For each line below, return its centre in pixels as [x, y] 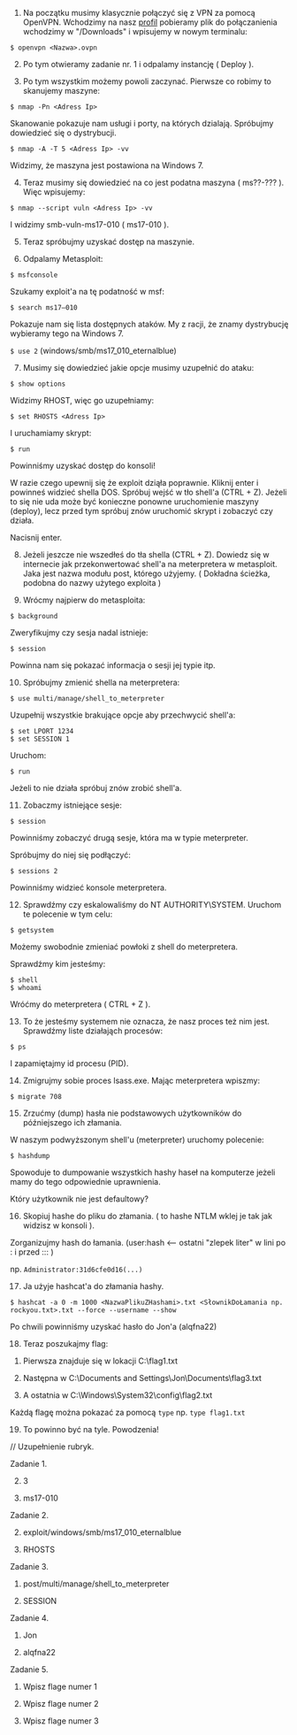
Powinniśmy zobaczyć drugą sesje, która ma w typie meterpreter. [129, 838]
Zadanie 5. [29, 1670]
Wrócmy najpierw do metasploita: [84, 600]
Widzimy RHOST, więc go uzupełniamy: [82, 400]
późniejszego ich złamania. [72, 1122]
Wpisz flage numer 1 [60, 1686]
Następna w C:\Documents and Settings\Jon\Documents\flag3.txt [142, 1378]
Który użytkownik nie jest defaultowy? [80, 1199]
